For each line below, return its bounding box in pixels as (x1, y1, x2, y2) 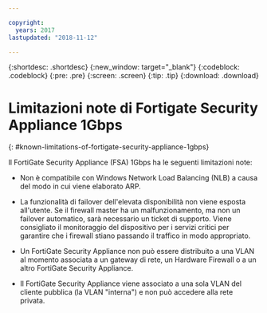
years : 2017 (15, 26, 56, 34)
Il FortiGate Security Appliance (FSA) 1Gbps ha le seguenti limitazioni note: (8, 157, 253, 168)
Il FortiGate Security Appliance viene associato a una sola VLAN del (19, 279, 241, 288)
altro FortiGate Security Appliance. (19, 263, 134, 273)
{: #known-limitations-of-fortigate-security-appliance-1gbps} (8, 142, 210, 152)
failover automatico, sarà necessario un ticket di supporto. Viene (19, 214, 233, 224)
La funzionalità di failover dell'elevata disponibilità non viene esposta (19, 197, 246, 207)
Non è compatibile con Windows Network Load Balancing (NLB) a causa (19, 173, 258, 183)
